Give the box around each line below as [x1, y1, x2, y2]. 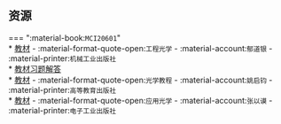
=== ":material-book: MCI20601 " [8, 32, 121, 43]
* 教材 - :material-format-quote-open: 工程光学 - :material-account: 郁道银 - [8, 43, 273, 53]
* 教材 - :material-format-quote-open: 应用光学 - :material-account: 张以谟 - [8, 95, 273, 105]
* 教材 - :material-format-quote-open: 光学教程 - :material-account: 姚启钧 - [8, 74, 273, 85]
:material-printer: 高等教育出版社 [8, 84, 117, 95]
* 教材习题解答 [8, 63, 61, 74]
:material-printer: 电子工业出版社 [8, 105, 117, 115]
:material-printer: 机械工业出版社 [8, 52, 117, 64]
